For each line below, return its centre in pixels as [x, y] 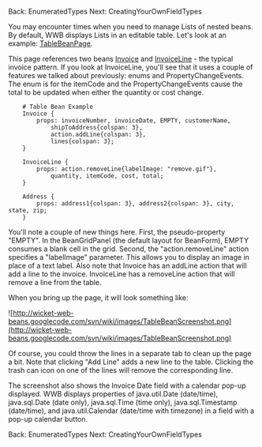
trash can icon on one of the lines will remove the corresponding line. [121, 370]
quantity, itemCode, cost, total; [107, 176]
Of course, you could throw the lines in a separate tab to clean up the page [130, 353]
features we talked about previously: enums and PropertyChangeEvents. [126, 75]
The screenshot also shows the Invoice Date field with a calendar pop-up [127, 385]
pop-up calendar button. [48, 419]
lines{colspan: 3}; [82, 141]
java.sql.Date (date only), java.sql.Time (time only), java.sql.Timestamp [123, 402]
